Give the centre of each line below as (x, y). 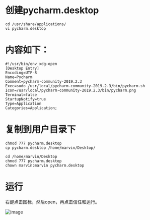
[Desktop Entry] (22, 68)
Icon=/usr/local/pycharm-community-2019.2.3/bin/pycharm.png (71, 90)
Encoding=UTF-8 (21, 73)
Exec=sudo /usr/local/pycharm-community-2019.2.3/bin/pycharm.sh (75, 86)
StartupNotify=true (26, 99)
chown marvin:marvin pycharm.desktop (45, 165)
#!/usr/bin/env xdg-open (31, 64)
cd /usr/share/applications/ (36, 24)
